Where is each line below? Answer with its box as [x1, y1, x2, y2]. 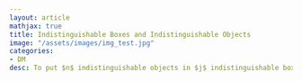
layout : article [9, 13, 70, 22]
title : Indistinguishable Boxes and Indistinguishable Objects [9, 30, 252, 39]
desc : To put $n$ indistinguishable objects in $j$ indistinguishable [9, 64, 280, 73]
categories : [9, 47, 54, 56]
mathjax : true [9, 22, 63, 31]
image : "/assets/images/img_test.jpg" [9, 38, 155, 48]
